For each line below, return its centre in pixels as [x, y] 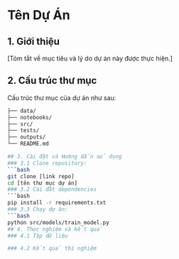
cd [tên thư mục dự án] [43, 183]
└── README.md [28, 144]
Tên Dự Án [39, 15]
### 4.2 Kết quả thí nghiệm [52, 248]
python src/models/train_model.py [59, 222]
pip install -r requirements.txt [57, 203]
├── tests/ [23, 131]
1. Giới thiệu [34, 42]
